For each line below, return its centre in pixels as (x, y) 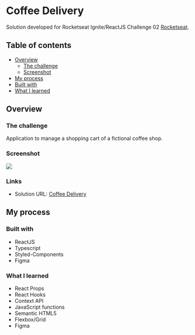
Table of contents (39, 45)
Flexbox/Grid (30, 320)
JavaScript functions (40, 307)
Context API (29, 301)
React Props (29, 289)
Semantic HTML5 (35, 313)
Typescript (28, 248)
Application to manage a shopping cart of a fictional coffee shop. (84, 138)
